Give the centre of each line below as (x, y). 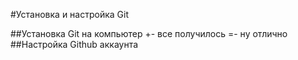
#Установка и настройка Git (69, 14)
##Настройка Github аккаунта (74, 44)
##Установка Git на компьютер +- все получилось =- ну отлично (149, 33)
